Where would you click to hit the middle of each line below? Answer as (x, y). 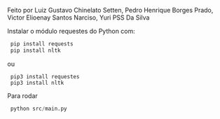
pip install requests (42, 44)
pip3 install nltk (37, 83)
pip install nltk (35, 50)
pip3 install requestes (45, 76)
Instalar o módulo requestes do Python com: (71, 31)
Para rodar (23, 96)
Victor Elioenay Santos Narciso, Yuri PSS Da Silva (78, 17)
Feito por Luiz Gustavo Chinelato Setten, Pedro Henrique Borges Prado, (110, 10)
